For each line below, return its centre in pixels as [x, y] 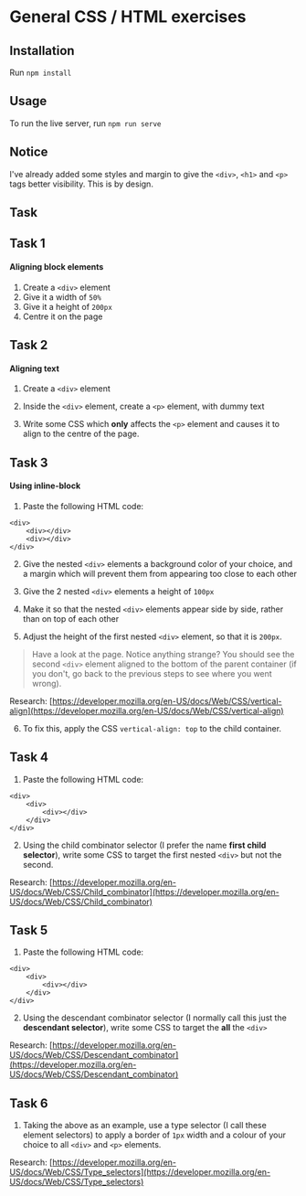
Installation [42, 51]
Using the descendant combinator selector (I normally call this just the [155, 1018]
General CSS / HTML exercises [128, 17]
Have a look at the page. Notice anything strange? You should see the [163, 654]
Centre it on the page [63, 316]
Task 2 [29, 345]
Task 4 [29, 758]
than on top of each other [71, 618]
